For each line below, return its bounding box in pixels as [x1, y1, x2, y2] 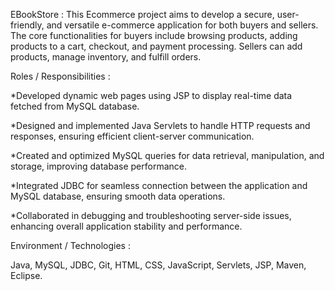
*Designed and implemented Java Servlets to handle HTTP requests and [10, 120, 311, 131]
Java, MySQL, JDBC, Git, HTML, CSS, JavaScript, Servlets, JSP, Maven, [10, 259, 307, 271]
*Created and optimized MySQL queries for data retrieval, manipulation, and [10, 150, 325, 161]
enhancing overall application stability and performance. [10, 220, 243, 232]
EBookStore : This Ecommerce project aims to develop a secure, [10, 9, 275, 20]
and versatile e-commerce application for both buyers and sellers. [46, 19, 319, 31]
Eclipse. [10, 270, 43, 281]
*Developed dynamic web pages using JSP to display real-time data [10, 90, 293, 101]
